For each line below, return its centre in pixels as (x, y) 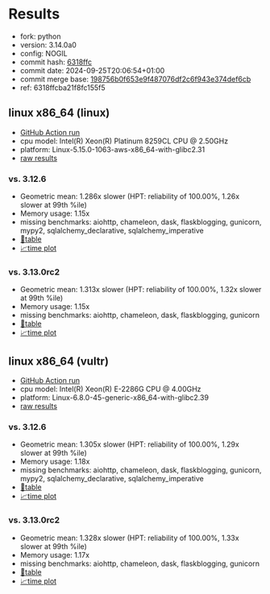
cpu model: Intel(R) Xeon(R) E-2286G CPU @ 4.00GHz (110, 389)
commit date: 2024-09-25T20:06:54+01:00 (92, 70)
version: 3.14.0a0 (48, 44)
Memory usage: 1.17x (55, 555)
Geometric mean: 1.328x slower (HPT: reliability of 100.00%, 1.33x (129, 538)
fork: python (41, 36)
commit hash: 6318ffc (56, 62)
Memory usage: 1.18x (55, 462)
